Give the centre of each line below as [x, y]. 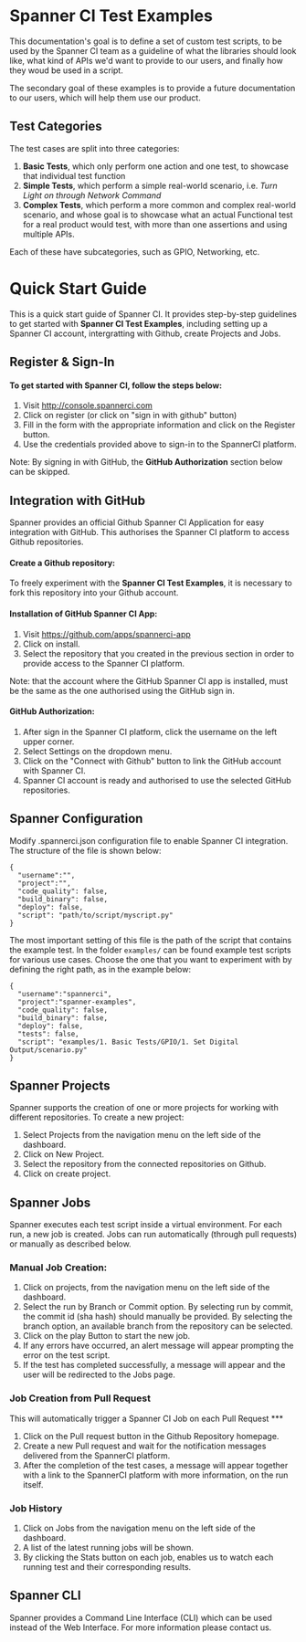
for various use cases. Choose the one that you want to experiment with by [151, 959]
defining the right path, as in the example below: [100, 969]
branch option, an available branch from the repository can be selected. [158, 1326]
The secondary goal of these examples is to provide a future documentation [153, 88]
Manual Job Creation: [58, 1268]
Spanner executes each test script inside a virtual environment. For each [146, 1225]
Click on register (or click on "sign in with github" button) [130, 416]
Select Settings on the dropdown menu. [97, 751]
